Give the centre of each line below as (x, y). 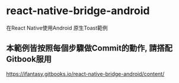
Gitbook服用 (29, 59)
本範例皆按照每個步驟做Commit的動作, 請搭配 (89, 48)
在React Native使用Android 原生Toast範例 (57, 28)
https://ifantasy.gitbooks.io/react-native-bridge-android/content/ (85, 74)
